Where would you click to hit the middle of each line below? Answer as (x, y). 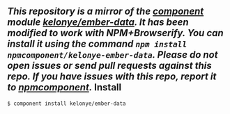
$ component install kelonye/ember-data (67, 104)
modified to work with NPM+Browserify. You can (116, 33)
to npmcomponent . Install (64, 87)
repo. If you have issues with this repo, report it (112, 77)
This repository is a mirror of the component (106, 11)
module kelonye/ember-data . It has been (98, 23)
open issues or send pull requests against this (109, 66)
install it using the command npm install (97, 44)
